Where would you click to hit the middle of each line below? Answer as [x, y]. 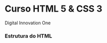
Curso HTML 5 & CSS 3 [54, 9]
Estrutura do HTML [29, 36]
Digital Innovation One [28, 23]
